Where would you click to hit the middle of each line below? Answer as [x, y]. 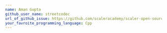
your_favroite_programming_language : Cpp [49, 23]
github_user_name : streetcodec [38, 14]
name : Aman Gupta [23, 9]
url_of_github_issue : [28, 18]
